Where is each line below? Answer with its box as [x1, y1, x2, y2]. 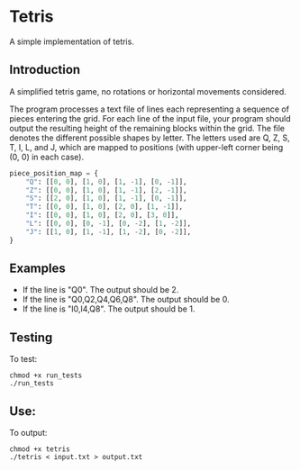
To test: [9, 354, 38, 365]
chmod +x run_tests [9, 371, 83, 380]
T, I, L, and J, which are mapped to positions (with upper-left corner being [9, 141, 284, 152]
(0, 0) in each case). [9, 151, 84, 162]
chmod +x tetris [9, 445, 70, 454]
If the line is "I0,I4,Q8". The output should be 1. [22, 303, 195, 314]
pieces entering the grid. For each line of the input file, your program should [9, 113, 291, 123]
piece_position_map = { [9, 168, 99, 177]
